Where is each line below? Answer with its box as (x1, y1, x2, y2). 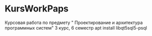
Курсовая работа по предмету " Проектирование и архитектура (5, 19, 143, 25)
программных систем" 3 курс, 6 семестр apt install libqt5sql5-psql (5, 24, 147, 30)
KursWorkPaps (5, 3, 69, 14)
